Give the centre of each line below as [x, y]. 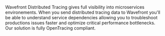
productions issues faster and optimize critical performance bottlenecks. [80, 23]
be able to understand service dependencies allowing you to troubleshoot [81, 18]
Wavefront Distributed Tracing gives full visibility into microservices [75, 7]
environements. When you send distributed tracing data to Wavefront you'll [83, 12]
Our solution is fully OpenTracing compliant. [51, 28]
